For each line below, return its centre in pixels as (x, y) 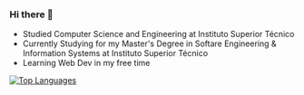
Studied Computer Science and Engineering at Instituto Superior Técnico (158, 34)
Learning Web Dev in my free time (86, 63)
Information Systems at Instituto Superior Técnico (115, 53)
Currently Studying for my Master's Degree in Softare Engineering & (149, 43)
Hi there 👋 (32, 14)
